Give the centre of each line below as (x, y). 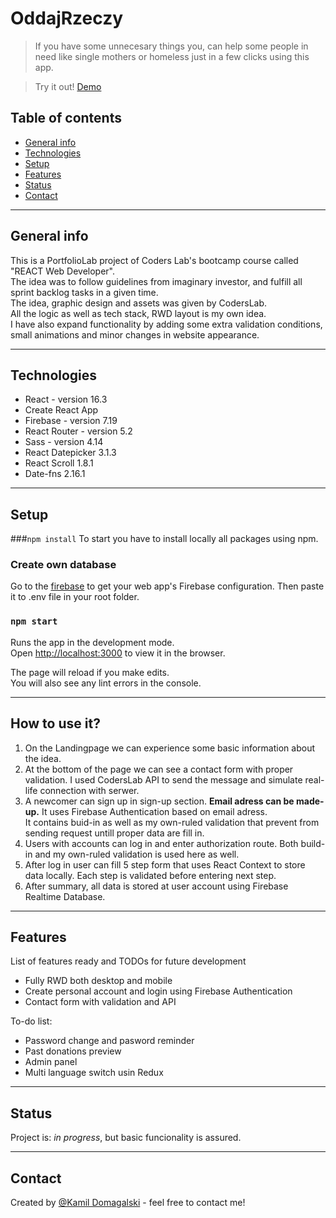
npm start (34, 621)
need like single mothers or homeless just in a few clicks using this (172, 56)
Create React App (61, 410)
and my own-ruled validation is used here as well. (137, 854)
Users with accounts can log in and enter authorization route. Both (161, 843)
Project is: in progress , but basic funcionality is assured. (126, 1138)
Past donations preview (73, 1051)
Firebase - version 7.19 (71, 421)
